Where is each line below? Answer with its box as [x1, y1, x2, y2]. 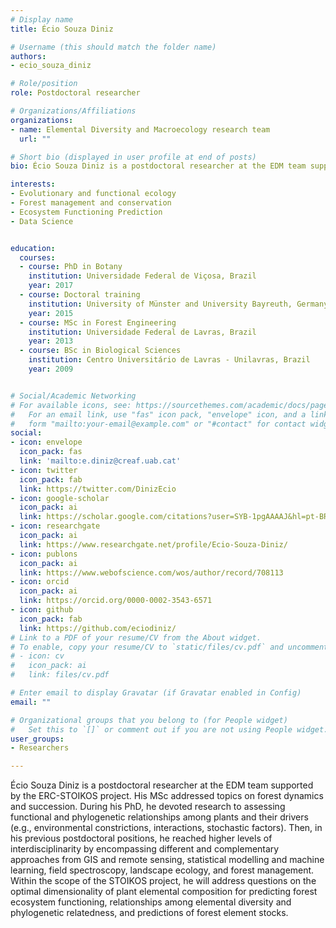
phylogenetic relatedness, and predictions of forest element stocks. [10, 907, 289, 919]
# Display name [10, 14, 74, 25]
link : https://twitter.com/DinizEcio [19, 484, 177, 494]
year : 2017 [28, 281, 74, 291]
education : [10, 243, 56, 253]
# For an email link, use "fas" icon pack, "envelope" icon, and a [10, 409, 307, 420]
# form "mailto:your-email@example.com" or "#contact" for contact [10, 419, 307, 429]
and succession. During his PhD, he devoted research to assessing [10, 801, 286, 813]
